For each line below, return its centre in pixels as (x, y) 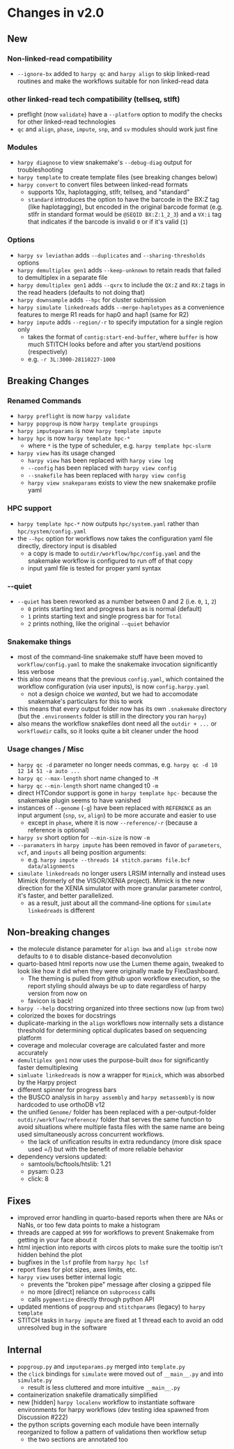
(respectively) (48, 351)
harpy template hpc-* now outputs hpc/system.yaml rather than (108, 523)
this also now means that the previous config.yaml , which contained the (120, 679)
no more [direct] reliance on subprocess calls (92, 1292)
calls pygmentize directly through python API (91, 1300)
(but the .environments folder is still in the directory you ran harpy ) (112, 716)
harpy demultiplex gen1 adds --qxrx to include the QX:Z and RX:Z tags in (121, 285)
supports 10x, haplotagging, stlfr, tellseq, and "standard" (109, 192)
